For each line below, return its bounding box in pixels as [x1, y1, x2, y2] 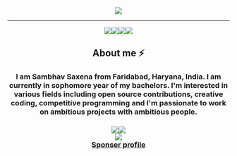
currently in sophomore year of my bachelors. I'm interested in [9, 81, 228, 91]
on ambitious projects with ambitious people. [39, 107, 197, 117]
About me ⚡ [92, 47, 145, 59]
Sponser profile [91, 140, 146, 150]
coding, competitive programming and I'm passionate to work [10, 98, 227, 108]
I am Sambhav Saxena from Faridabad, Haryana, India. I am [16, 72, 221, 82]
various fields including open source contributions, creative [13, 89, 224, 99]
